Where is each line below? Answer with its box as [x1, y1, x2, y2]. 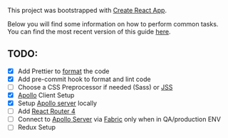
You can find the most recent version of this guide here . [7, 28, 171, 36]
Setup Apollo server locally [17, 99, 98, 107]
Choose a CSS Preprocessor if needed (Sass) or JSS [17, 83, 173, 91]
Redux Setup [17, 123, 56, 132]
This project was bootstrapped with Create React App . [7, 6, 167, 14]
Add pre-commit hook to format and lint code [17, 75, 151, 83]
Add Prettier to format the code [17, 67, 110, 75]
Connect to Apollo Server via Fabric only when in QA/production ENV [17, 115, 221, 124]
